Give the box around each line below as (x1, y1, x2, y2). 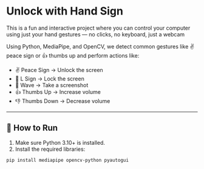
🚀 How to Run (6, 123, 58, 133)
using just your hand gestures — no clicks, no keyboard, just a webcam (6, 30, 185, 38)
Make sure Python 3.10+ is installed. (15, 139, 105, 146)
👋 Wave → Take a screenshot (15, 81, 89, 88)
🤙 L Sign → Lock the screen (15, 75, 85, 82)
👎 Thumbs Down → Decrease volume (15, 97, 110, 104)
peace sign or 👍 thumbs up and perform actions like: (6, 51, 140, 59)
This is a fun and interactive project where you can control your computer (6, 24, 191, 31)
